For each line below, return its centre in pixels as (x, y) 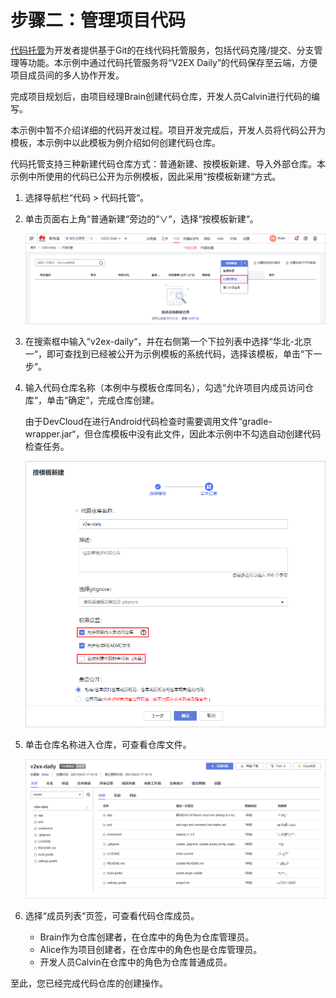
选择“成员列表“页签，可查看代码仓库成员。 (112, 916)
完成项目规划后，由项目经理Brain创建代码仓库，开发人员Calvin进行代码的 (161, 96)
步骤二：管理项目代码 (98, 20)
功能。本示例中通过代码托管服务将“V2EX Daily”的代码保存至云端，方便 (172, 62)
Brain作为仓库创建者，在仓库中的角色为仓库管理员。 (147, 937)
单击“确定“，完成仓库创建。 (103, 400)
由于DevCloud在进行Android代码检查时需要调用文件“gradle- (148, 421)
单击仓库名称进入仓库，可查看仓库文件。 (108, 745)
